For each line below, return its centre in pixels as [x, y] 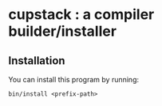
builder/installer [63, 31]
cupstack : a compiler [81, 15]
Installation [37, 61]
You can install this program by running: [74, 79]
